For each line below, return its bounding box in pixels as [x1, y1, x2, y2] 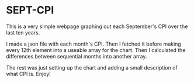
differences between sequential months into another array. [6, 53, 147, 60]
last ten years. [6, 29, 40, 36]
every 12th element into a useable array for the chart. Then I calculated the [6, 46, 186, 53]
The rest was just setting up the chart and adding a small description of [6, 64, 178, 71]
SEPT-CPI [6, 4, 54, 17]
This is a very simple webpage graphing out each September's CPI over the [6, 23, 188, 30]
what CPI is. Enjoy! [6, 70, 51, 77]
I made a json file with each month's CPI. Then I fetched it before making [6, 40, 181, 47]
